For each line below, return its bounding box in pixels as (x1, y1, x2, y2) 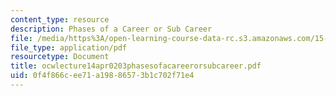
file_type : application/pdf (10, 42, 128, 53)
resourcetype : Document (10, 52, 110, 62)
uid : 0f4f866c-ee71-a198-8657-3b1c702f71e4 (10, 71, 195, 81)
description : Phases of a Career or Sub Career (10, 24, 213, 34)
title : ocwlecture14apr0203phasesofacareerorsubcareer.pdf (10, 61, 262, 71)
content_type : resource (10, 14, 110, 25)
